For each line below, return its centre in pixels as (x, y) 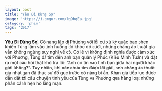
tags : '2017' (18, 28)
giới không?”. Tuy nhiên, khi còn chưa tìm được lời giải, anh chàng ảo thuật (80, 68)
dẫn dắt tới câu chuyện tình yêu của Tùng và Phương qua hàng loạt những (80, 78)
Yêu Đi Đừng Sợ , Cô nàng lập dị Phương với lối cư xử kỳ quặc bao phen (77, 42)
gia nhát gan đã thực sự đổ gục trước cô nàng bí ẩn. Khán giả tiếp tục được (81, 73)
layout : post (18, 10)
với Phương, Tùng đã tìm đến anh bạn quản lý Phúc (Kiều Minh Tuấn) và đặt (81, 57)
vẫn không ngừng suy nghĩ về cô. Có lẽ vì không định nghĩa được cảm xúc (80, 52)
